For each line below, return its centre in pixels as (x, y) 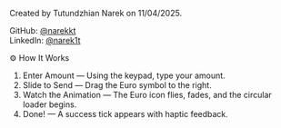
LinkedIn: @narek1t (45, 40)
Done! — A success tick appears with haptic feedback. (125, 114)
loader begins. (50, 104)
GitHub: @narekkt (43, 30)
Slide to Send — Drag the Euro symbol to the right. (117, 85)
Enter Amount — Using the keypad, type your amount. (124, 75)
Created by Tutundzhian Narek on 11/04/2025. (96, 13)
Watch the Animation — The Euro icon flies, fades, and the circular (147, 95)
